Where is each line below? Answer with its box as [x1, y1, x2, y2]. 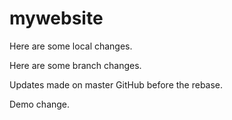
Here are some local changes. [9, 40, 133, 52]
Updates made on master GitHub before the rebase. [9, 78, 224, 91]
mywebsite [9, 7, 104, 30]
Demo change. [9, 98, 71, 110]
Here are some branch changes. [9, 59, 142, 71]
